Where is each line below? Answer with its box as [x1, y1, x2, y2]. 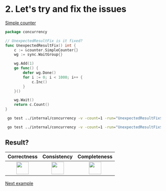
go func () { [14, 66, 39, 71]
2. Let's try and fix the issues [5, 3, 127, 15]
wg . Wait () [14, 97, 35, 102]
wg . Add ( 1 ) [14, 61, 35, 66]
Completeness [77, 153, 113, 160]
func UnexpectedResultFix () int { [5, 43, 77, 48]
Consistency [42, 153, 73, 160]
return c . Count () [14, 102, 50, 107]
